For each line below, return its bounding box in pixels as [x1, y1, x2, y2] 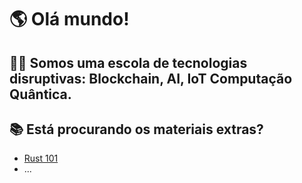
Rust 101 [23, 152, 59, 165]
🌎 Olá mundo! [9, 8, 130, 31]
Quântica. [9, 86, 72, 103]
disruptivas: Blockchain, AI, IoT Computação [9, 70, 293, 87]
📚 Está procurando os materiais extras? [9, 121, 264, 138]
